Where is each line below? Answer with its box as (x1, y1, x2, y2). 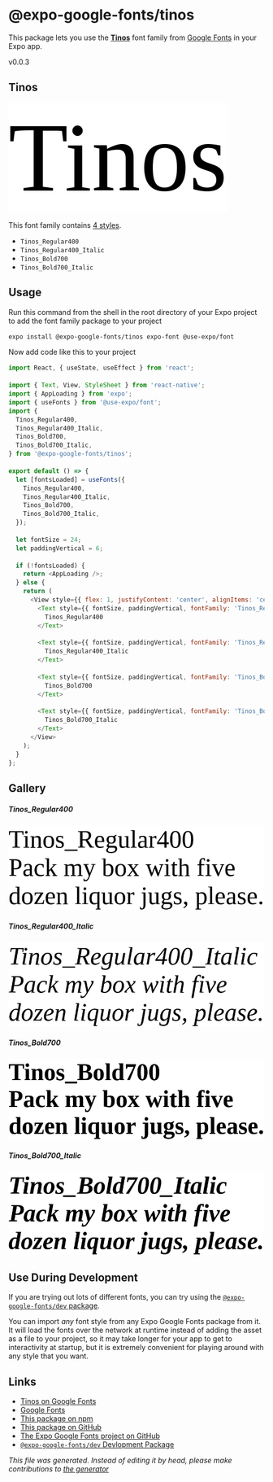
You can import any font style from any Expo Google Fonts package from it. (8, 1317, 262, 1327)
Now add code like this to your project (8, 348, 136, 357)
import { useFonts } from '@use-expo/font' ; (8, 398, 162, 406)
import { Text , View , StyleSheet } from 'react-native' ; (8, 381, 206, 390)
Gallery (8, 781, 46, 795)
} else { (15, 579, 45, 587)
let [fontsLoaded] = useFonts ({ (15, 475, 126, 483)
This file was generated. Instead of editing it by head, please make (8, 1455, 233, 1466)
